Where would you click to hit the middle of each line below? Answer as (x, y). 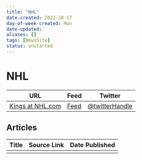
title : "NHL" (23, 12)
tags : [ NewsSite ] (28, 40)
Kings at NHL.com (35, 106)
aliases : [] (21, 35)
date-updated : (24, 29)
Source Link (46, 145)
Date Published (93, 145)
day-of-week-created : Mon (39, 23)
